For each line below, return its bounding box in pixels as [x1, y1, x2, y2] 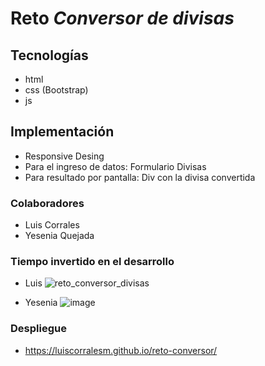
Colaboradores [10, 196, 85, 210]
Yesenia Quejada [24, 230, 95, 242]
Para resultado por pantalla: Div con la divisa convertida [24, 171, 256, 183]
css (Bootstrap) [24, 84, 89, 96]
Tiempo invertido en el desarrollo [10, 255, 175, 269]
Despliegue [10, 322, 67, 336]
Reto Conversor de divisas [10, 7, 235, 30]
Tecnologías [10, 47, 89, 64]
